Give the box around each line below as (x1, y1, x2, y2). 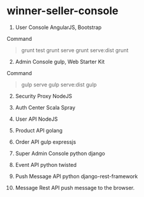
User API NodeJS (15, 115, 58, 122)
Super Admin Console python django (15, 150, 106, 157)
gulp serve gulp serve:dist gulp (21, 81, 97, 88)
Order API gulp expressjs (15, 138, 76, 146)
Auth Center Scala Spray (15, 104, 76, 111)
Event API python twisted (15, 161, 77, 168)
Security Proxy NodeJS (15, 92, 73, 99)
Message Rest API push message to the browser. (15, 184, 135, 191)
